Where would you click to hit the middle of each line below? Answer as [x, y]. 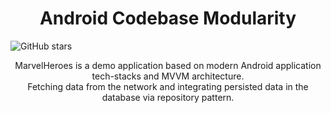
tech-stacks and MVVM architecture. [168, 76]
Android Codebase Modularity [168, 18]
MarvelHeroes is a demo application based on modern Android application [168, 65]
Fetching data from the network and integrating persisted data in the [168, 86]
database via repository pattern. [168, 97]
